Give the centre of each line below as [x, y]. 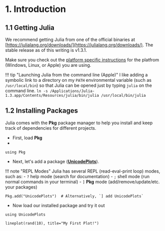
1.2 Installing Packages [42, 111]
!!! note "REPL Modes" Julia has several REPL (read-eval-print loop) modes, [83, 171]
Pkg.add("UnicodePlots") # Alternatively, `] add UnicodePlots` [74, 196]
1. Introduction [36, 9]
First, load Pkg [27, 138]
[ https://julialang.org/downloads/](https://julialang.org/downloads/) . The [79, 45]
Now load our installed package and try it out [59, 205]
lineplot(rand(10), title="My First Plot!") [52, 223]
